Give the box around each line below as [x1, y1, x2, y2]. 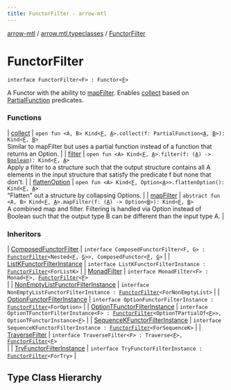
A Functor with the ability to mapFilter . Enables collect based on [7, 88, 189, 97]
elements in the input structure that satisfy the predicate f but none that [7, 170, 212, 179]
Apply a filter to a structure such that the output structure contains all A [7, 163, 211, 171]
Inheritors [7, 229, 42, 239]
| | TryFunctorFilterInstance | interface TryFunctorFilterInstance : [7, 344, 203, 353]
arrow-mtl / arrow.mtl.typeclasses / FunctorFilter [7, 29, 146, 37]
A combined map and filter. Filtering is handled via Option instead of [7, 204, 202, 213]
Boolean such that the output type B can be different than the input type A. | [7, 212, 224, 220]
